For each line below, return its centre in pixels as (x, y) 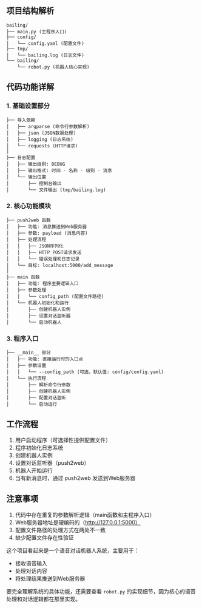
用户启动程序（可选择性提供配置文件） (63, 440)
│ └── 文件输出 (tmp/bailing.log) (56, 190)
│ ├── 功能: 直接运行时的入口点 (45, 359)
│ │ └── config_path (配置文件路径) (55, 296)
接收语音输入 (31, 563)
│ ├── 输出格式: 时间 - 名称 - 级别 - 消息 (59, 171)
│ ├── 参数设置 (26, 366)
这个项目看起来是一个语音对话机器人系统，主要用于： (73, 550)
